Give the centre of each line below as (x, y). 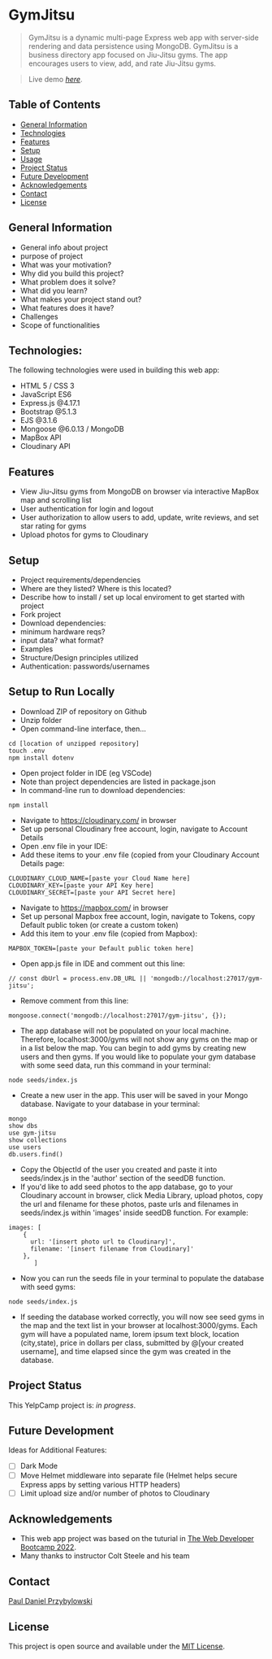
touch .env (27, 751)
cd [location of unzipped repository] (74, 743)
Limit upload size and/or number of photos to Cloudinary (115, 1493)
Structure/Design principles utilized (79, 658)
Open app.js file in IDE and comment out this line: (102, 963)
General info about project (64, 247)
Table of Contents (55, 105)
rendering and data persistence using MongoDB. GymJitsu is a (133, 46)
